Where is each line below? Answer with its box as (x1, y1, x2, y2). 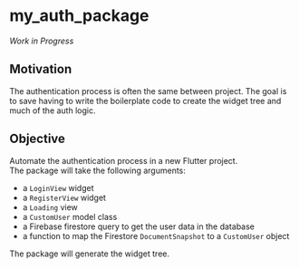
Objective (9, 131, 66, 147)
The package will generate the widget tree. (9, 248, 170, 259)
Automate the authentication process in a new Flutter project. (9, 155, 238, 166)
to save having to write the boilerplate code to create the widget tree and (9, 95, 282, 106)
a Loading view (22, 201, 79, 213)
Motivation (9, 62, 72, 77)
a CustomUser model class (22, 211, 118, 222)
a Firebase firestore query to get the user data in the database (22, 221, 256, 232)
